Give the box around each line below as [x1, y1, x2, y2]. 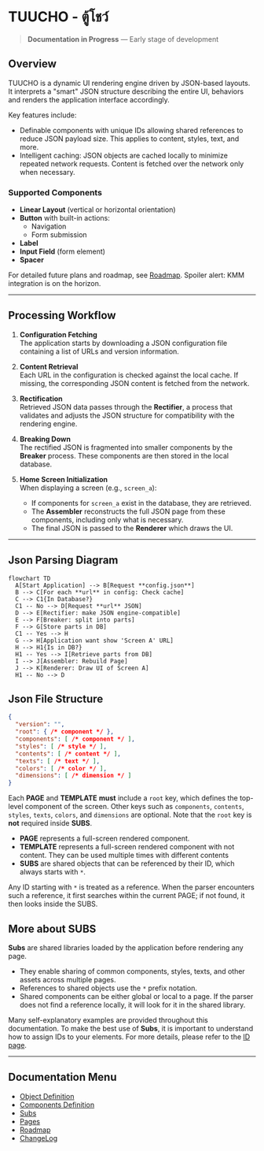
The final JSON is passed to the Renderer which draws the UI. [31, 523, 233, 533]
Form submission [31, 230, 88, 239]
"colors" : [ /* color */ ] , [15, 764, 108, 772]
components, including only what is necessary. [31, 514, 184, 524]
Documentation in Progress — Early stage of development [27, 34, 219, 43]
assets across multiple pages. [19, 975, 116, 985]
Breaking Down [19, 434, 71, 444]
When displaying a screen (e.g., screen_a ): [19, 483, 157, 492]
